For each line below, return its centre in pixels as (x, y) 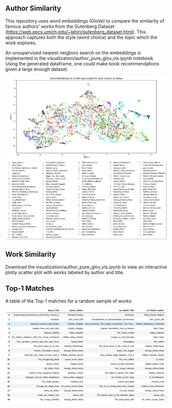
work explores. (21, 43)
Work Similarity (31, 254)
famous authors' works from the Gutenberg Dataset (60, 26)
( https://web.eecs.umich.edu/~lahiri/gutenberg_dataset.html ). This (76, 32)
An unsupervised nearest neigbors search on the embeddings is (73, 52)
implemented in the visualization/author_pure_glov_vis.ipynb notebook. (80, 58)
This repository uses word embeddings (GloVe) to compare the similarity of (85, 21)
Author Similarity (33, 8)
